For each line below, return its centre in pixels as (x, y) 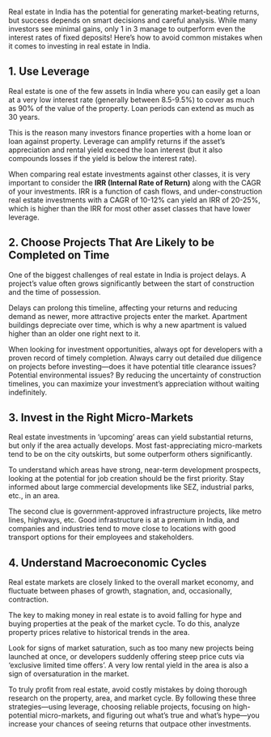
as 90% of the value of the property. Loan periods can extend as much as (131, 108)
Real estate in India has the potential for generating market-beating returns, (134, 12)
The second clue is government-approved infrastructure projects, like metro (135, 511)
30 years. (24, 117)
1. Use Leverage (49, 72)
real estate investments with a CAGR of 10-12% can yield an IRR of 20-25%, (134, 200)
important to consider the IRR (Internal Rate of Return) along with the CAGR (135, 182)
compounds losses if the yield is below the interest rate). (103, 158)
